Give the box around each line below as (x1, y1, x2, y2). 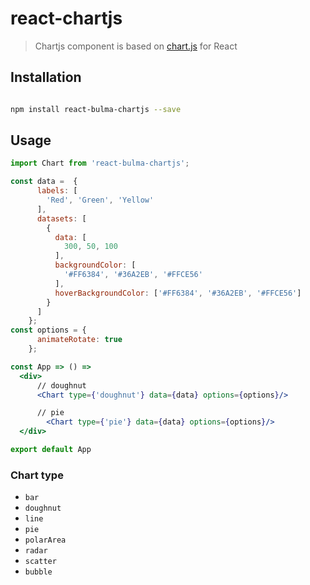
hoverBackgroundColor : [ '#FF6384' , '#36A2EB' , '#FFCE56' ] (54, 288, 302, 298)
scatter (24, 557, 57, 567)
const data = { (10, 177, 78, 187)
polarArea (24, 535, 67, 546)
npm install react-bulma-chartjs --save (10, 104, 182, 114)
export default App (10, 445, 92, 455)
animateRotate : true (36, 335, 123, 345)
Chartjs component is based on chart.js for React (34, 40, 238, 52)
